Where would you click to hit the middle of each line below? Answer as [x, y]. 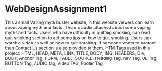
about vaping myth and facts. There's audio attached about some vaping [78, 27]
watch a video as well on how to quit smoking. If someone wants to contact [81, 43]
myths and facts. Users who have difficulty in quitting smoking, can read [78, 32]
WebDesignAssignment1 [56, 9]
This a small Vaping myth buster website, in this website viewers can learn [80, 22]
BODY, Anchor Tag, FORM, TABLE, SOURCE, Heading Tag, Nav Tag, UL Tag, [81, 58]
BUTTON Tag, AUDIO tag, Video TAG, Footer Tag [54, 63]
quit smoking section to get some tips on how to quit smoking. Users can [78, 38]
